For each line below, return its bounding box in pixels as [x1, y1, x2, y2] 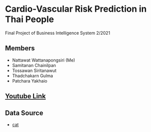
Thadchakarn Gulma [12, 72, 54, 79]
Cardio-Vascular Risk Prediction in [5, 3, 147, 15]
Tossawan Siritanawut [12, 67, 57, 73]
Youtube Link [5, 92, 46, 101]
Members [5, 44, 35, 52]
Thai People [5, 14, 55, 25]
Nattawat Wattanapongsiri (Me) [12, 57, 75, 63]
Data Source [5, 109, 43, 117]
